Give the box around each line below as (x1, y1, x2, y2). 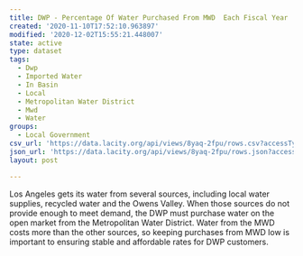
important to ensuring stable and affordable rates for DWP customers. (9, 236, 269, 247)
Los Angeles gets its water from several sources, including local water (9, 188, 271, 199)
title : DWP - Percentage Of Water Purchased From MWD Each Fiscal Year (9, 13, 289, 23)
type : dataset (9, 47, 63, 56)
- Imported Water (17, 72, 83, 81)
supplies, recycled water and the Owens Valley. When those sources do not (9, 197, 290, 208)
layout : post (9, 155, 59, 165)
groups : (9, 123, 39, 132)
